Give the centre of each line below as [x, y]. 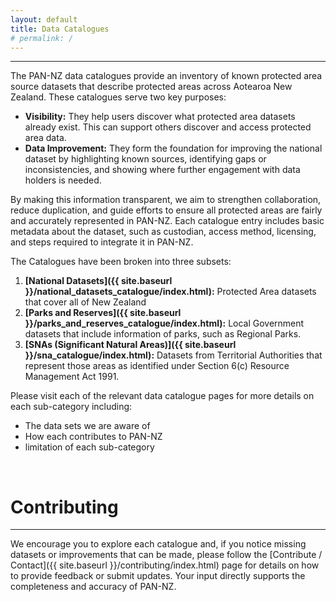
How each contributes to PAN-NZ [93, 437]
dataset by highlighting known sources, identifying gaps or [145, 159]
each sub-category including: [71, 407]
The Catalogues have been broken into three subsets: [121, 262]
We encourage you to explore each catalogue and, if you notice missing [158, 544]
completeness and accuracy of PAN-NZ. [93, 587]
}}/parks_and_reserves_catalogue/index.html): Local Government [164, 323]
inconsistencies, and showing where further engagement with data [162, 170]
